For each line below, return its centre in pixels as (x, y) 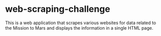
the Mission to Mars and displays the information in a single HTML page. (79, 28)
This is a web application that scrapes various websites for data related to (81, 23)
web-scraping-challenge (58, 9)
